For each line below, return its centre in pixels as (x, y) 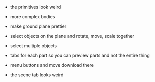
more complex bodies (32, 17)
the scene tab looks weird (37, 75)
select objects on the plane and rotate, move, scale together (72, 36)
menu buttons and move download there (52, 65)
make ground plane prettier (38, 26)
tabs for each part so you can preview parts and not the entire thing (80, 55)
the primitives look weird (35, 7)
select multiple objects (33, 46)
